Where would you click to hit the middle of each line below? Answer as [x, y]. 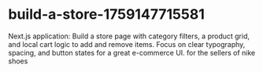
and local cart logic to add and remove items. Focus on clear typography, [127, 44]
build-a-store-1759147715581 [106, 14]
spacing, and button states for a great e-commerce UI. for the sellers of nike [132, 52]
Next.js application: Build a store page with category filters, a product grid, [129, 36]
